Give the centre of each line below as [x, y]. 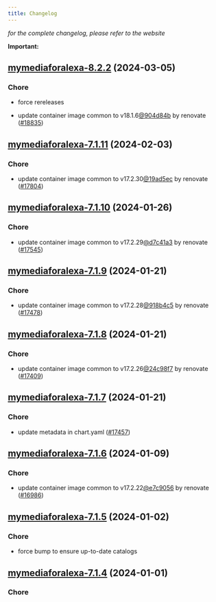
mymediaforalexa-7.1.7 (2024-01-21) [87, 397]
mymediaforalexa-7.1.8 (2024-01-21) [87, 334]
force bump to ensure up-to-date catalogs [77, 551]
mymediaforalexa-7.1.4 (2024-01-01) [88, 573]
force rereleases [41, 102]
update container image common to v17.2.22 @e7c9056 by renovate [113, 488]
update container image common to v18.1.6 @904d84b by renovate [112, 116]
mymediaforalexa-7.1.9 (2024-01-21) [87, 271]
